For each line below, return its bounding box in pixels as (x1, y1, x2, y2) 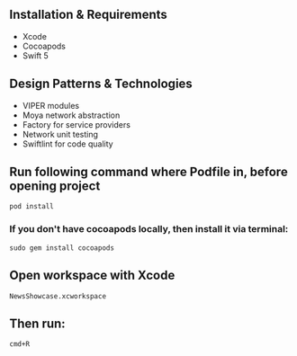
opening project (9, 179, 101, 194)
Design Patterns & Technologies (9, 76, 193, 92)
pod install (9, 202, 54, 211)
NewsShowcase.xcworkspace (9, 291, 106, 300)
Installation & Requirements (9, 7, 168, 22)
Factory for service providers (22, 119, 130, 129)
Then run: (9, 316, 66, 331)
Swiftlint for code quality (22, 138, 114, 149)
